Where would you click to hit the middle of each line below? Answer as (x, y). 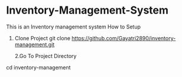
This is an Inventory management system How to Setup (73, 27)
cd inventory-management (38, 67)
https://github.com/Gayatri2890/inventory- (124, 38)
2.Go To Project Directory (45, 56)
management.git (35, 44)
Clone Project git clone (43, 38)
